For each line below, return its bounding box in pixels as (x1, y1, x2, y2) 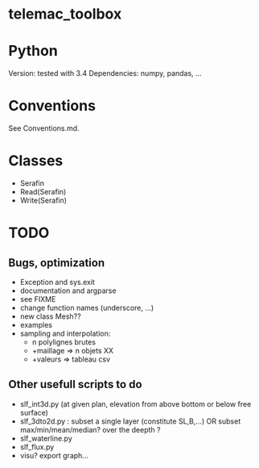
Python (8, 42, 58, 61)
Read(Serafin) (19, 187, 67, 196)
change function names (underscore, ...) (19, 303, 154, 312)
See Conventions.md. (8, 123, 80, 133)
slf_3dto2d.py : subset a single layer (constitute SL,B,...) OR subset (19, 416, 241, 426)
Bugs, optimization (8, 256, 105, 270)
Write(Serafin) (19, 195, 67, 205)
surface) (19, 407, 48, 417)
